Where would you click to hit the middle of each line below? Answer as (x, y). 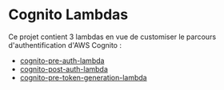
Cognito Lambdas (68, 15)
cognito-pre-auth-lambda (62, 61)
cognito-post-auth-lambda (64, 68)
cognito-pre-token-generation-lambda (83, 77)
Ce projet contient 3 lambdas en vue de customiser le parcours (112, 37)
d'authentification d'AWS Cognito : (65, 45)
